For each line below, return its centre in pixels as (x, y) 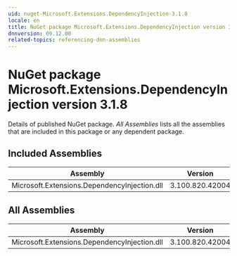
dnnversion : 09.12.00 (40, 33)
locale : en (24, 20)
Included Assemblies (55, 154)
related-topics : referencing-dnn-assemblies (74, 40)
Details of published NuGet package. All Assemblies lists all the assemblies (117, 124)
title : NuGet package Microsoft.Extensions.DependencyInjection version (117, 27)
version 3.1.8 (90, 104)
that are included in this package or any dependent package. (96, 132)
